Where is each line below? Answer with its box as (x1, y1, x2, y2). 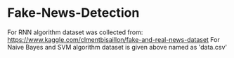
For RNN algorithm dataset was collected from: (7, 28, 143, 36)
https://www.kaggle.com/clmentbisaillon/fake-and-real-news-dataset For (7, 35, 220, 43)
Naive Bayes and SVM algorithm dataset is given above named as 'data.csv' (7, 43, 227, 51)
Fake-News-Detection (7, 5, 140, 21)
